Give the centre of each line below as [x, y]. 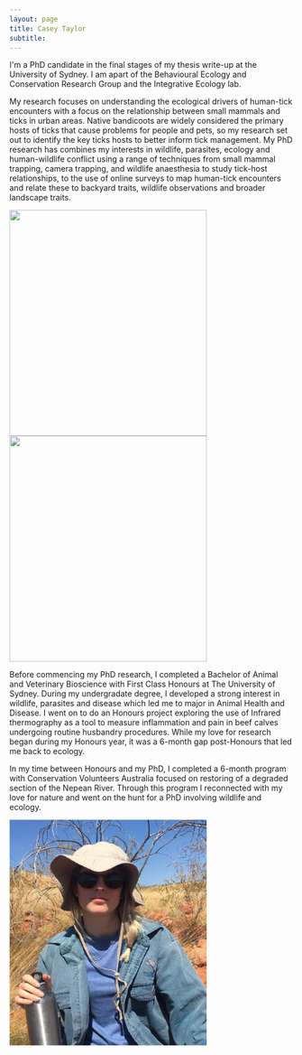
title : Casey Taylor [48, 28]
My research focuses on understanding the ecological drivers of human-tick [151, 102]
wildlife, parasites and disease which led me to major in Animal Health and [147, 704]
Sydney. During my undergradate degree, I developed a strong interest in [145, 694]
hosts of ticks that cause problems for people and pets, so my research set [149, 130]
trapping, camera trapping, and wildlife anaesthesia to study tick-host [138, 169]
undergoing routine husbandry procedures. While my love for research [141, 733]
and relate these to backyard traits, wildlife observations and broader [137, 188]
